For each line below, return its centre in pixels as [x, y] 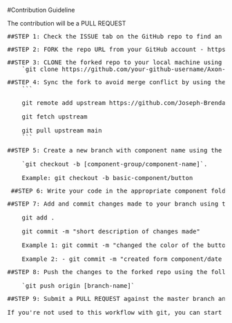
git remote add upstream [64, 103]
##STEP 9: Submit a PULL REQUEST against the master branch [111, 298]
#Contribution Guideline [41, 10]
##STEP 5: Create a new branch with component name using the [115, 150]
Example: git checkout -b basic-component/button [107, 178]
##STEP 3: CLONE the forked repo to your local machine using [115, 62]
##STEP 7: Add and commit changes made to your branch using [113, 204]
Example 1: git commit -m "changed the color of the [113, 245]
